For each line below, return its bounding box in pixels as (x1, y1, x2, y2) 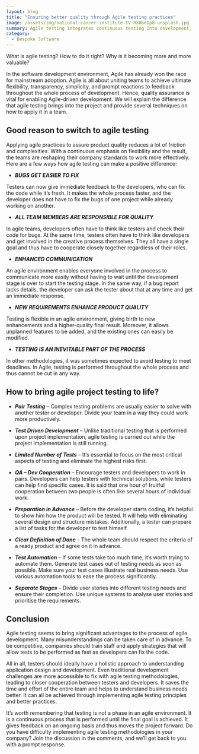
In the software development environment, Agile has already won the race (6, 71, 187, 77)
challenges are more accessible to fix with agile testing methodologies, (6, 673, 179, 680)
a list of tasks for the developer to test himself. (14, 524, 129, 531)
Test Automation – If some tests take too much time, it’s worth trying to (14, 553, 190, 561)
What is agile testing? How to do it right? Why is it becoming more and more (6, 53, 191, 59)
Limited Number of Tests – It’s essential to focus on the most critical (14, 451, 182, 458)
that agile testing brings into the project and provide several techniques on (6, 102, 188, 109)
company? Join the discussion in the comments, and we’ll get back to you (6, 734, 187, 742)
